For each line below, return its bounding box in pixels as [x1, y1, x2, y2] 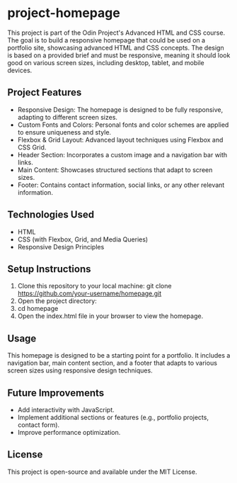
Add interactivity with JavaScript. [17, 406, 115, 414]
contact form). [17, 421, 60, 429]
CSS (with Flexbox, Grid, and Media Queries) [17, 235, 149, 244]
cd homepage [17, 305, 59, 313]
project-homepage [7, 5, 120, 21]
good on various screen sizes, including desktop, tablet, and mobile [7, 58, 205, 67]
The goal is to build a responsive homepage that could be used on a [7, 35, 206, 44]
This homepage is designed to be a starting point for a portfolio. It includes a [7, 351, 231, 360]
